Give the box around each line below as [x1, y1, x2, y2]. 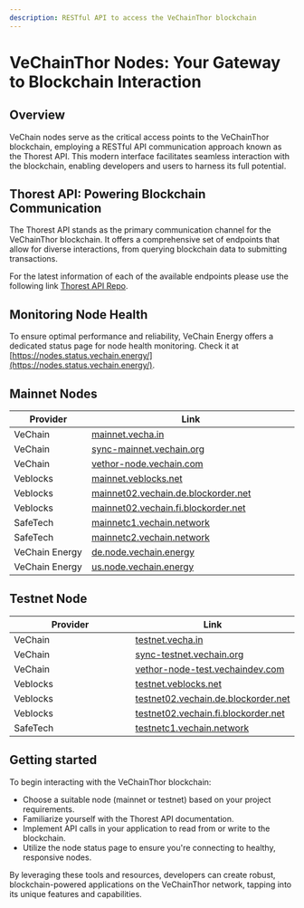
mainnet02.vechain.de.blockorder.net [91, 487, 252, 500]
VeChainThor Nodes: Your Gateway [9, 52, 281, 72]
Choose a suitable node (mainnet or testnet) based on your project [22, 794, 271, 805]
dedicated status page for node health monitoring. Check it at [9, 340, 240, 351]
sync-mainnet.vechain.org [91, 443, 205, 455]
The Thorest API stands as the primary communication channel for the [9, 225, 271, 235]
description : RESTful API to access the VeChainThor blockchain [9, 13, 257, 23]
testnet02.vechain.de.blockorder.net [135, 692, 290, 704]
